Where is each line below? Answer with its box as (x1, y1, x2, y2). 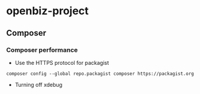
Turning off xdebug (14, 81, 63, 88)
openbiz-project (6, 4, 89, 18)
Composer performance (6, 46, 78, 54)
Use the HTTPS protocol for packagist (14, 59, 109, 66)
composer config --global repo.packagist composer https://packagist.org (6, 70, 195, 77)
